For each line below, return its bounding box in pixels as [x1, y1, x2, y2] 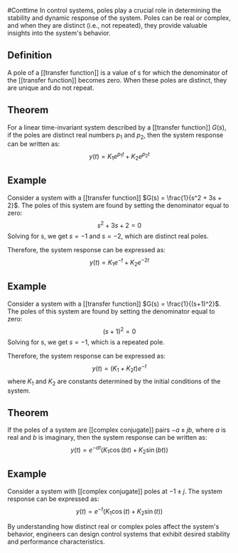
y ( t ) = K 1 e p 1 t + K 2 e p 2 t [88, 151, 151, 162]
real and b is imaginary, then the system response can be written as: [7, 433, 207, 442]
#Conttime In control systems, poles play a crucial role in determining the [7, 6, 222, 14]
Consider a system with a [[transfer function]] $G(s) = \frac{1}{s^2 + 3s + [7, 193, 222, 202]
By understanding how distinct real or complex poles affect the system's [7, 522, 220, 531]
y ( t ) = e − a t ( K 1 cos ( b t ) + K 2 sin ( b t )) [70, 445, 168, 455]
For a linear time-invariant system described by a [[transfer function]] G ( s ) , [7, 123, 227, 131]
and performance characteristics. [7, 537, 105, 546]
